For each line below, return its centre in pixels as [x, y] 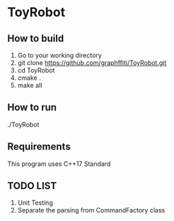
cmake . [29, 78]
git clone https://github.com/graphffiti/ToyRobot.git [92, 63]
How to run [32, 108]
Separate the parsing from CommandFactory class [91, 210]
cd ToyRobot [36, 70]
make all [30, 85]
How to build [36, 38]
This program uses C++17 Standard [59, 164]
